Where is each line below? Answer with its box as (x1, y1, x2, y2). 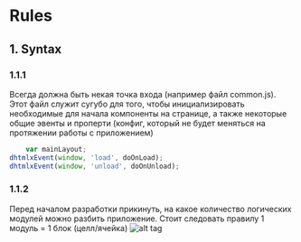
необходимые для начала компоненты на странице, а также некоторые (9, 107, 287, 118)
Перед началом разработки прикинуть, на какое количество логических (9, 203, 292, 214)
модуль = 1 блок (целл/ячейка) (9, 222, 128, 233)
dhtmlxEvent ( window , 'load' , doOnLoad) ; (9, 153, 165, 163)
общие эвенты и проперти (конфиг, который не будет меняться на (9, 117, 267, 128)
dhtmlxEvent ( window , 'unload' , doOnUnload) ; (9, 162, 180, 171)
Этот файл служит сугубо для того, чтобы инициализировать (9, 98, 246, 109)
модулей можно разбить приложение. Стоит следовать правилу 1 (9, 213, 265, 224)
